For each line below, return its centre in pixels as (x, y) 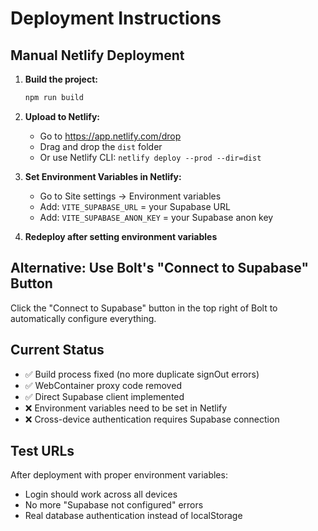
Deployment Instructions (116, 18)
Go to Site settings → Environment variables (130, 196)
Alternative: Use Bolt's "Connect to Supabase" (160, 268)
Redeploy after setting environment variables (121, 236)
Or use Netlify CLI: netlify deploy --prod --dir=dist (150, 157)
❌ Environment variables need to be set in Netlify (126, 408)
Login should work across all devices (101, 494)
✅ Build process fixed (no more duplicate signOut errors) (142, 374)
